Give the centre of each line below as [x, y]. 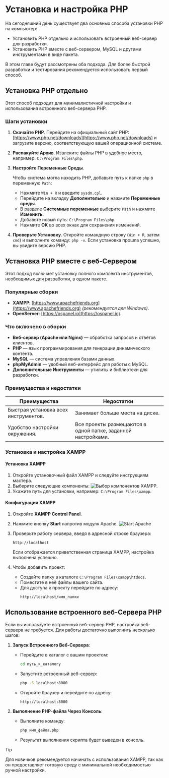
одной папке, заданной [103, 431]
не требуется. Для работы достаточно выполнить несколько [90, 630]
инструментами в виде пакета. [46, 54]
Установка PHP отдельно [47, 91]
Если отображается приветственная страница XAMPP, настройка [83, 552]
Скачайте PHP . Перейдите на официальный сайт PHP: [71, 133]
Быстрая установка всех [38, 409]
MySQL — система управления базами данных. [64, 359]
